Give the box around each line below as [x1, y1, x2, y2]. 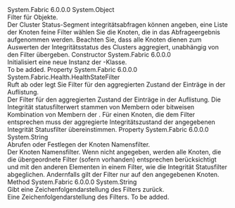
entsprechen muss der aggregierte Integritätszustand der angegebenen [7, 118, 216, 126]
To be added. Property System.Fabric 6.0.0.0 [7, 66, 138, 73]
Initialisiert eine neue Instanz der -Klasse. [7, 58, 127, 66]
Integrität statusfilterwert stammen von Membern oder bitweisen [7, 103, 195, 111]
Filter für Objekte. [7, 13, 58, 21]
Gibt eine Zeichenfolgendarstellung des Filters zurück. [7, 185, 165, 193]
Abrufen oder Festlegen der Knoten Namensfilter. [7, 140, 151, 149]
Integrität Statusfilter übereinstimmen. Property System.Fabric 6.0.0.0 [7, 126, 209, 133]
